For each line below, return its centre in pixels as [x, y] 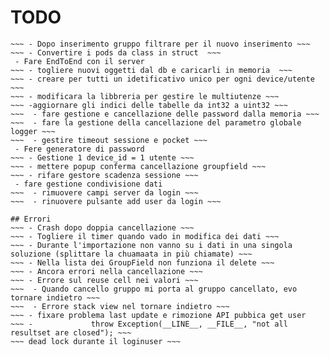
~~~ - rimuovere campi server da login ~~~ [104, 192]
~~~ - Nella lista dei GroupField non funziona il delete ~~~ [142, 262]
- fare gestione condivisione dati [88, 184]
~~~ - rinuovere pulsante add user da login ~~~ [116, 201]
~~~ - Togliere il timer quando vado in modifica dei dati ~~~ [145, 236]
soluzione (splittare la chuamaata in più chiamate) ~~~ [131, 254]
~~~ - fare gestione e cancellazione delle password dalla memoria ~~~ [165, 114]
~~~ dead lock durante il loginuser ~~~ [96, 341]
